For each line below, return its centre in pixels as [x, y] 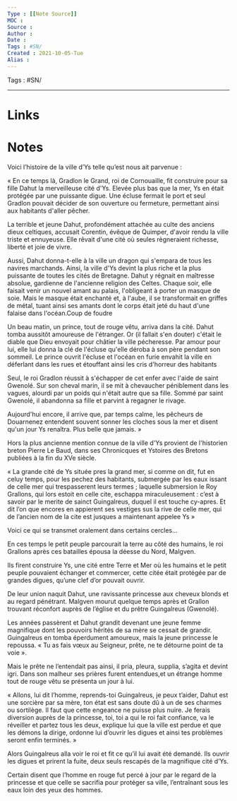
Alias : [19, 60]
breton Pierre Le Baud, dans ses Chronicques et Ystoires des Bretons [108, 450]
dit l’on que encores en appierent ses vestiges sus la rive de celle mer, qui [115, 509]
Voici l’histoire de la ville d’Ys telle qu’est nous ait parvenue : [95, 167]
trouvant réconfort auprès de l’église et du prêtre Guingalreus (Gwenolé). [113, 609]
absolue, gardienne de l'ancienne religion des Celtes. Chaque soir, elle [110, 283]
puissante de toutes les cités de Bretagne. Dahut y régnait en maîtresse [111, 275]
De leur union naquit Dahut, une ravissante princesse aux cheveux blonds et [118, 593]
